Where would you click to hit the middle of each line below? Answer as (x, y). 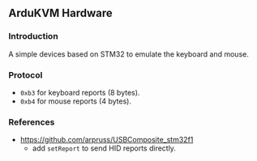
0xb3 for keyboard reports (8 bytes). (80, 92)
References (32, 122)
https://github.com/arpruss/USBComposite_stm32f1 (107, 140)
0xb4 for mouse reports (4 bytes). (76, 101)
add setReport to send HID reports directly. (104, 148)
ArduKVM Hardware (61, 13)
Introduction (33, 36)
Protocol (26, 74)
